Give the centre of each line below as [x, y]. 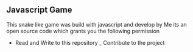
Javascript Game [39, 10]
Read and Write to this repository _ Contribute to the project [90, 42]
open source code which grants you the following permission [83, 31]
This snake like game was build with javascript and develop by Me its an [96, 24]
